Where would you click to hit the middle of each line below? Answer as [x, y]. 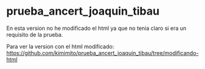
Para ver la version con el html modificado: [60, 46]
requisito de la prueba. [35, 34]
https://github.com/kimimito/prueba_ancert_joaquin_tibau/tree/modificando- [102, 53]
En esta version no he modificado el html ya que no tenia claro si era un [96, 28]
